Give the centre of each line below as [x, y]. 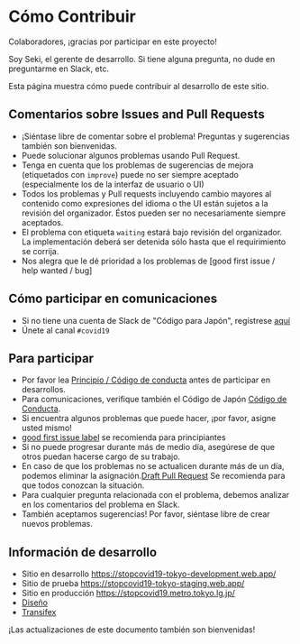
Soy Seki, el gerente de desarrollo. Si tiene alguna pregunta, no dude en [142, 59]
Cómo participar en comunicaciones [113, 299]
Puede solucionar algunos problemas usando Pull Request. [131, 155]
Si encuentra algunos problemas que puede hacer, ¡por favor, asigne [149, 419]
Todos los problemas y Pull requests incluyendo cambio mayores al [146, 193]
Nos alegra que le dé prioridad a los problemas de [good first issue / [148, 261]
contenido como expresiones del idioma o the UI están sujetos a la [145, 203]
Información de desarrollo [83, 552]
